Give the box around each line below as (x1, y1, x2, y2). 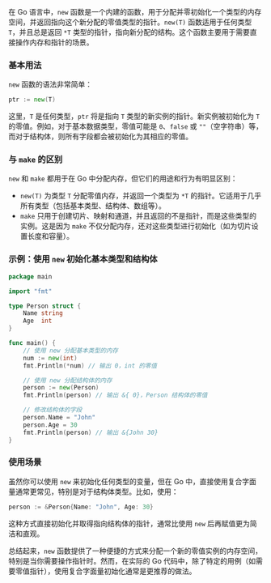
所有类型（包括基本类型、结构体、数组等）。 (19, 201, 166, 211)
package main (8, 272, 53, 281)
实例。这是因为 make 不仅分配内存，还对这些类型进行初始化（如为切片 (19, 221, 252, 231)
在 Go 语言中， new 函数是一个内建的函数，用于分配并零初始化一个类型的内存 (8, 7, 262, 16)
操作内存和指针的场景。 (15, 37, 94, 47)
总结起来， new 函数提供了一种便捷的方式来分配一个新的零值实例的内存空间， (8, 546, 263, 555)
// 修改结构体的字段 (23, 406, 83, 415)
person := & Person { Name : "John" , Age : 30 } (8, 503, 154, 511)
